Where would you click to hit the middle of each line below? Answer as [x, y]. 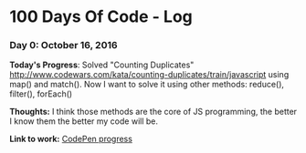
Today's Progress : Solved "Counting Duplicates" [102, 65]
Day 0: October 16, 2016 [63, 46]
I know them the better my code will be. [84, 121]
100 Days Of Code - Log [101, 17]
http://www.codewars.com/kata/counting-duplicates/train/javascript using [149, 75]
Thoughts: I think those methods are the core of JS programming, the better [153, 112]
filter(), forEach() [41, 94]
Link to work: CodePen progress [71, 139]
